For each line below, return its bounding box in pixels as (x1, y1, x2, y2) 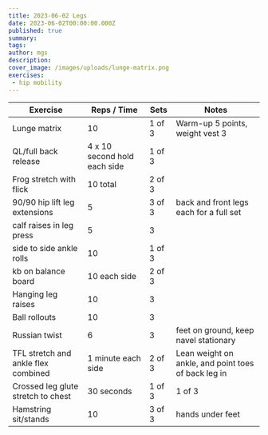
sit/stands (12, 413, 49, 425)
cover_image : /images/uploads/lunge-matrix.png (8, 64, 170, 72)
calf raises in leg (12, 219, 74, 230)
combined (12, 367, 50, 378)
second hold (87, 150, 134, 162)
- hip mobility (11, 78, 62, 86)
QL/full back (12, 146, 58, 157)
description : (8, 57, 52, 65)
